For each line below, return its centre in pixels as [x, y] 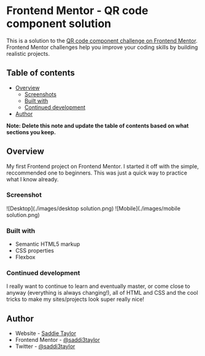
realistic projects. [28, 53]
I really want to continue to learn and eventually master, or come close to [98, 286]
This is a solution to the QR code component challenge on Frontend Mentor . [102, 40]
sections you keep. [31, 132]
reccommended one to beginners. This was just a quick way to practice [97, 173]
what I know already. [33, 179]
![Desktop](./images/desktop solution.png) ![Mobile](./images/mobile [94, 208]
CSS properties [34, 251]
